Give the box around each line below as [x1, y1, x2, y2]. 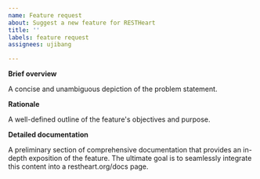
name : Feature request [8, 11, 82, 20]
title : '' [8, 26, 41, 34]
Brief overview [8, 69, 57, 79]
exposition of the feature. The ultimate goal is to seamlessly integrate [28, 154, 252, 163]
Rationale [8, 100, 40, 109]
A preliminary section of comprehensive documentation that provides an [8, 145, 241, 155]
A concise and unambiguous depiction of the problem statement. [8, 84, 218, 94]
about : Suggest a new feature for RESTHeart [8, 19, 156, 27]
